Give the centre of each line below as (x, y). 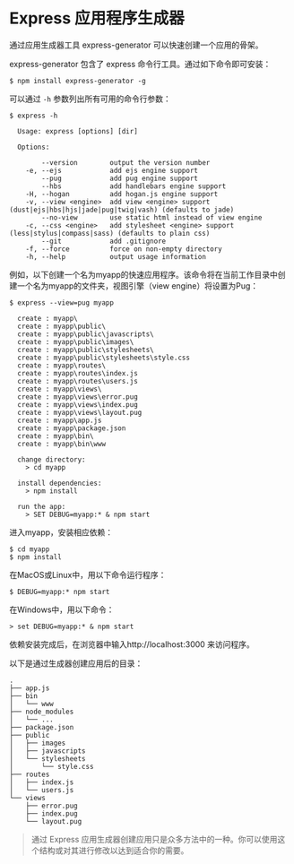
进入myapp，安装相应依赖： (61, 532)
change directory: (52, 459)
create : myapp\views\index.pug (78, 404)
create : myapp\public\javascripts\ (86, 334)
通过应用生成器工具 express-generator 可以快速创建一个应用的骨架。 (136, 45)
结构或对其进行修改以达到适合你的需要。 (114, 850)
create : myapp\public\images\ (76, 341)
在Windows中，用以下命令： (62, 609)
